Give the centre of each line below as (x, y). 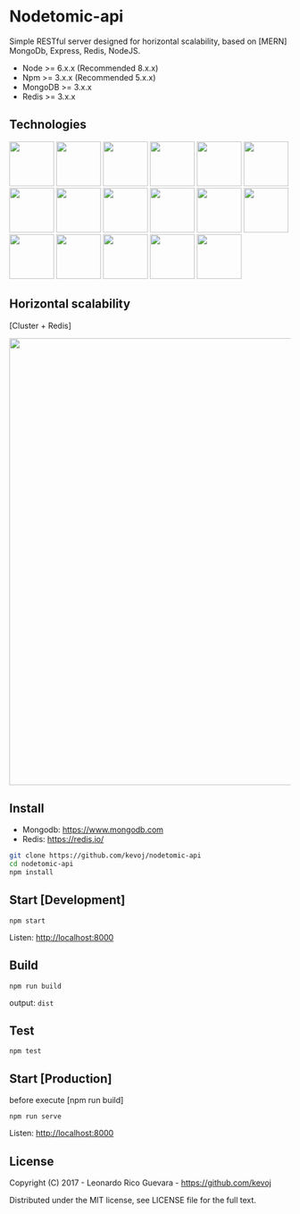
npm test (25, 1051)
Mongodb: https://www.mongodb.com (92, 830)
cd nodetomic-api (42, 864)
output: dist (32, 1002)
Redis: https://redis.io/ (63, 839)
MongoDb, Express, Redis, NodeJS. (75, 50)
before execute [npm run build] (67, 1100)
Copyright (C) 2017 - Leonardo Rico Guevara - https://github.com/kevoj (141, 1183)
